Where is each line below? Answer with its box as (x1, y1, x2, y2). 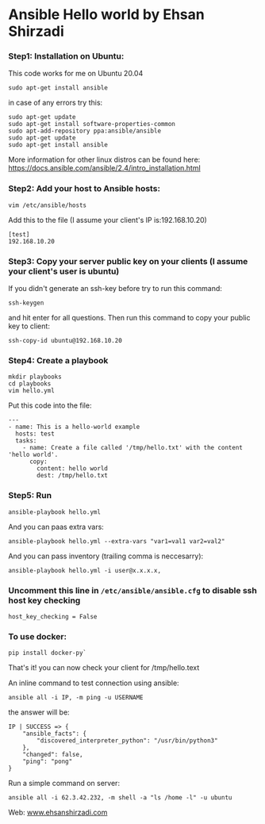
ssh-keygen (8, 299, 44, 307)
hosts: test (15, 430, 56, 438)
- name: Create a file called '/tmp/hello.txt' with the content (22, 444, 244, 452)
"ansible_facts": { (22, 730, 87, 738)
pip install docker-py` (8, 649, 87, 657)
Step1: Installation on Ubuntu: (8, 51, 125, 62)
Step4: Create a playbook (8, 355, 109, 366)
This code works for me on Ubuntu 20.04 (8, 69, 144, 79)
